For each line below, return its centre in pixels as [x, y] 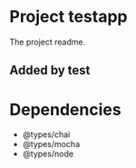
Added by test [50, 70]
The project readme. [48, 42]
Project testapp [68, 17]
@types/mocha [51, 144]
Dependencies [65, 109]
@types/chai [46, 134]
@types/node [48, 154]
